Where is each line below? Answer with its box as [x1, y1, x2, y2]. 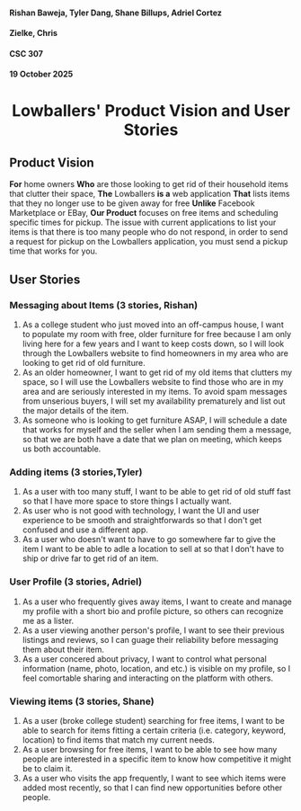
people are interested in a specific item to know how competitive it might [22, 753, 292, 764]
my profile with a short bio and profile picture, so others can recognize [22, 605, 284, 616]
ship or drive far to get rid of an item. [22, 553, 159, 564]
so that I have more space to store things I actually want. [22, 495, 232, 507]
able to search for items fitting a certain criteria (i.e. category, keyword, [22, 725, 287, 735]
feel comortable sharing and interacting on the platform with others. [22, 673, 274, 683]
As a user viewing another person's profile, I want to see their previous [22, 625, 285, 636]
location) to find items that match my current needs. [22, 734, 216, 745]
